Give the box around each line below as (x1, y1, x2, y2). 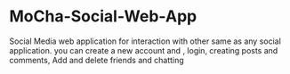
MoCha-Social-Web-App (9, 6, 197, 27)
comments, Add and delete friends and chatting (9, 54, 184, 65)
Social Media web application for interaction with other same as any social (9, 36, 282, 46)
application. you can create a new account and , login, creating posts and (9, 45, 278, 55)
